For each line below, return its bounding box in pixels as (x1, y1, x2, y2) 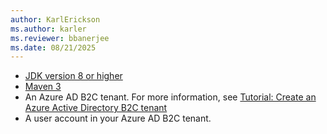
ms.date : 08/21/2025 (10, 42, 97, 53)
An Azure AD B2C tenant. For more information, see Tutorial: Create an (24, 91, 317, 103)
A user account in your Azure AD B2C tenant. (24, 112, 212, 125)
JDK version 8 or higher (24, 70, 123, 82)
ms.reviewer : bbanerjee (10, 33, 110, 43)
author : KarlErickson (10, 14, 101, 25)
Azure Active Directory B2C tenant (24, 102, 168, 114)
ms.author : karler (10, 24, 87, 34)
